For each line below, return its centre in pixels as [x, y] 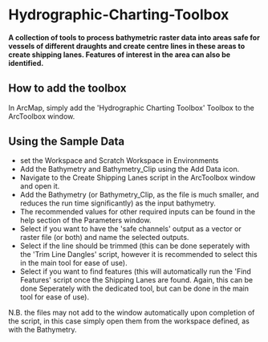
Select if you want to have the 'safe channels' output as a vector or [131, 229]
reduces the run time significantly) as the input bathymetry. [118, 203]
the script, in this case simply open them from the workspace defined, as [129, 321]
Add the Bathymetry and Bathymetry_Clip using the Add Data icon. [130, 169]
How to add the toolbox [67, 89]
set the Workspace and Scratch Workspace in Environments [119, 161]
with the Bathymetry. [43, 330]
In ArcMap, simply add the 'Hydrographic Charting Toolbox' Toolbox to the [131, 108]
